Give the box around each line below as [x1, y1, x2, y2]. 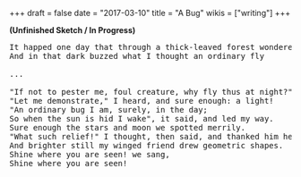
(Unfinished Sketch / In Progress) [9, 25, 136, 35]
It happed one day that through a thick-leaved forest [9, 42, 255, 52]
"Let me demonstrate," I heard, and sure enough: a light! [9, 96, 275, 105]
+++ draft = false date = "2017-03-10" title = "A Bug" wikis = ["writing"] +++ [9, 8, 291, 18]
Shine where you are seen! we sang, [9, 149, 170, 159]
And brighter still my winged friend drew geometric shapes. [9, 140, 284, 150]
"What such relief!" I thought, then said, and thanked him [9, 131, 279, 141]
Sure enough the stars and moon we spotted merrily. [9, 122, 246, 132]
